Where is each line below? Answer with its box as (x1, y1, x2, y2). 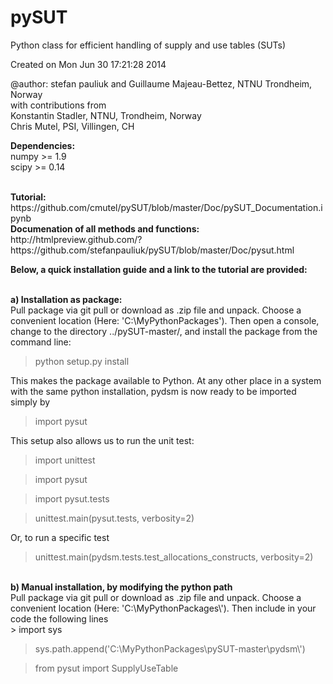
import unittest (34, 454, 96, 466)
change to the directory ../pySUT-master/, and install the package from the (10, 325, 318, 337)
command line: (10, 336, 72, 348)
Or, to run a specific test (10, 531, 110, 543)
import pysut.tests (34, 492, 110, 505)
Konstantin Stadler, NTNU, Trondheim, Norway (10, 109, 202, 121)
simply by (10, 396, 51, 408)
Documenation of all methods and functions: (10, 222, 200, 235)
